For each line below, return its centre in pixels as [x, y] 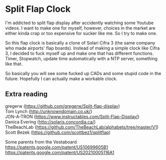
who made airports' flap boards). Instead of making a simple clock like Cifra [83, 48]
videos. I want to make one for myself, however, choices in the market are [80, 28]
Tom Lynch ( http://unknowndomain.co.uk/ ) [49, 111]
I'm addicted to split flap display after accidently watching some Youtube [79, 23]
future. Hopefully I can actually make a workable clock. [61, 79]
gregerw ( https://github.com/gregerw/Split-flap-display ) [63, 106]
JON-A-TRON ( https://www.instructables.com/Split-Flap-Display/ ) [72, 117]
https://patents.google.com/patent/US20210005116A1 [60, 152]
